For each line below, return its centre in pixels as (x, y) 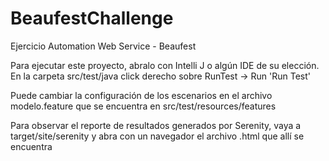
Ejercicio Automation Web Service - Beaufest (103, 46)
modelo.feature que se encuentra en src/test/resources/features (143, 106)
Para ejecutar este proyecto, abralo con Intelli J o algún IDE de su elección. (165, 65)
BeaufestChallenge (92, 18)
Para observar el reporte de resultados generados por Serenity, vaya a (156, 125)
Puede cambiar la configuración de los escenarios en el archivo (141, 95)
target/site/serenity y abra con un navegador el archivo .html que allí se (157, 136)
